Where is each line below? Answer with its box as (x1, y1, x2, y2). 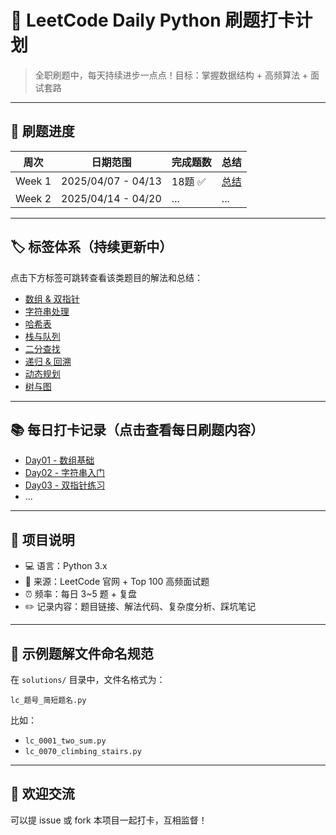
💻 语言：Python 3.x (24, 560, 108, 572)
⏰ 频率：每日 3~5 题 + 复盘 (24, 588, 137, 600)
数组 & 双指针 (24, 292, 80, 305)
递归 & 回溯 (24, 355, 72, 367)
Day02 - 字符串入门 (24, 467, 106, 479)
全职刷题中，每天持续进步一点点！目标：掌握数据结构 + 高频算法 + (34, 69, 309, 81)
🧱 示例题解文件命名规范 (10, 645, 154, 662)
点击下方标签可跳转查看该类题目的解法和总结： (10, 271, 203, 283)
